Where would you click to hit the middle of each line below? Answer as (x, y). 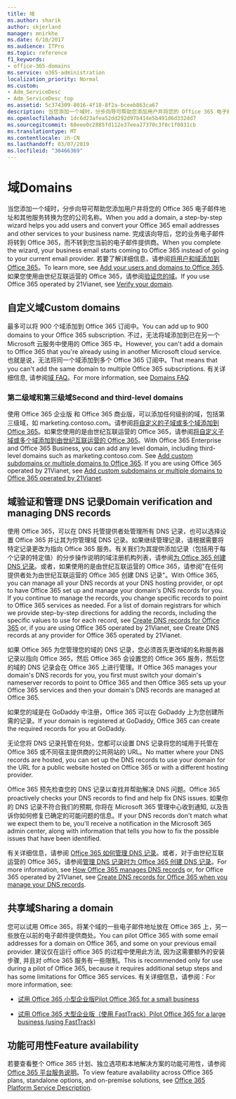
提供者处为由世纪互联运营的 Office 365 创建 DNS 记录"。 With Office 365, (113, 575)
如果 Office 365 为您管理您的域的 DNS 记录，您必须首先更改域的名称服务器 (116, 650)
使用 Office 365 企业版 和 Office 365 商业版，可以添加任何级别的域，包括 (113, 414)
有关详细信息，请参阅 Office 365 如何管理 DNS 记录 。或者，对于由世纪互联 (116, 853)
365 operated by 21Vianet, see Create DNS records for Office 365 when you (118, 877)
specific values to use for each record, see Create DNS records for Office (113, 620)
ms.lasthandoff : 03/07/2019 (48, 145)
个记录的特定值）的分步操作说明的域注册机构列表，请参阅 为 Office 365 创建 (117, 557)
